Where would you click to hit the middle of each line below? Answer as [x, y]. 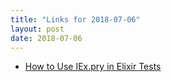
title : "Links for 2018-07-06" [75, 19]
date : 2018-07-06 [46, 38]
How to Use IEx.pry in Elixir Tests [93, 67]
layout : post [37, 29]
